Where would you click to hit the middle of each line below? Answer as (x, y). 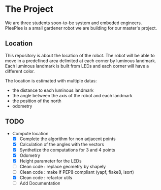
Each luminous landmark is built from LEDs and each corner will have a (77, 66)
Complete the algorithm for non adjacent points (67, 139)
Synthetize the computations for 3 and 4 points (67, 150)
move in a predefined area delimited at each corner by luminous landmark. (81, 61)
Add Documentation (40, 183)
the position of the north (37, 101)
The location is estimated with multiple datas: (51, 80)
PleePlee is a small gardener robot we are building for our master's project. (81, 28)
